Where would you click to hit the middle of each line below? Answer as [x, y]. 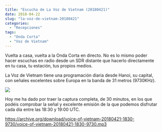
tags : [10, 32]
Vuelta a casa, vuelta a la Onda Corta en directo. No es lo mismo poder [76, 55]
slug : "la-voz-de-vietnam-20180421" [42, 19]
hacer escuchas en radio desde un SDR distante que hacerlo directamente [80, 60]
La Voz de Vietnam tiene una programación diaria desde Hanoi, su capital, [79, 75]
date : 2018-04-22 [23, 14]
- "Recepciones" [26, 28]
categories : [17, 23]
